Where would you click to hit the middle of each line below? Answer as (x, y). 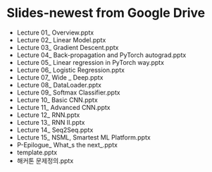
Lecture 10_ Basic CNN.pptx (57, 99)
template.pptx (37, 152)
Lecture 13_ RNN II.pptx (51, 122)
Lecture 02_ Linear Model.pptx (61, 39)
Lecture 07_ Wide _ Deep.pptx (60, 77)
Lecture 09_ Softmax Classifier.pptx (68, 92)
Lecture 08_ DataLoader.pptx (59, 85)
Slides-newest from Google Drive (106, 13)
